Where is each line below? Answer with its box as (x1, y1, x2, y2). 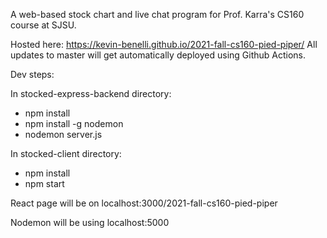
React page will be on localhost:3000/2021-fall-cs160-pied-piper (10, 197, 278, 209)
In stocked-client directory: (10, 148, 122, 159)
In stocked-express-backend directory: (10, 88, 172, 99)
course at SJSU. (10, 19, 77, 31)
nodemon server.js (24, 129, 103, 140)
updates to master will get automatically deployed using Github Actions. (10, 49, 307, 61)
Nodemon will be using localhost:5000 (10, 217, 170, 228)
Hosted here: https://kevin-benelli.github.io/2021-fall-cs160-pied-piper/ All (10, 39, 318, 50)
